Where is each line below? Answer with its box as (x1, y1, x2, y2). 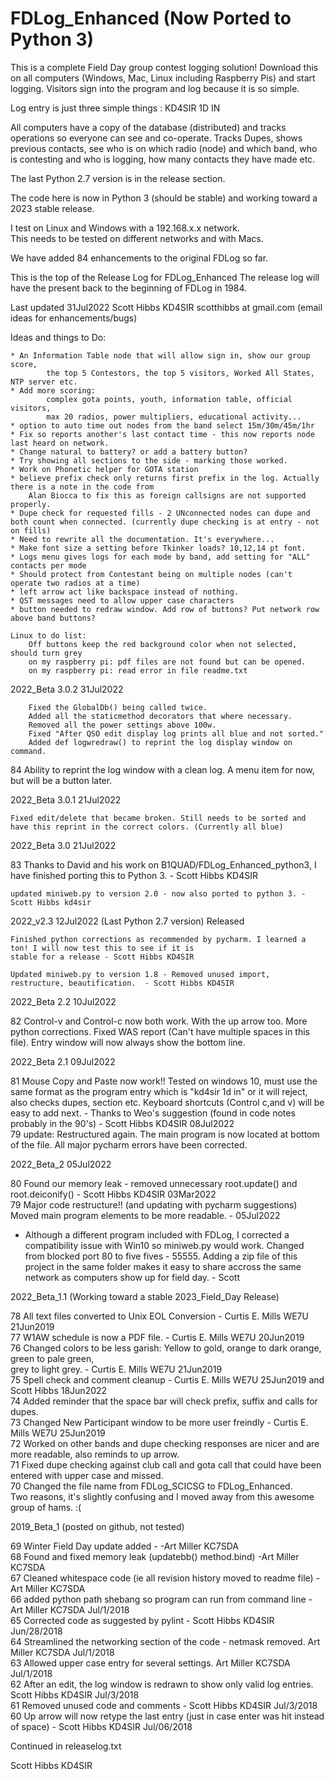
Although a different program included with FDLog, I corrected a (24, 1228, 290, 1241)
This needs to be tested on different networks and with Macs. (10, 232, 264, 244)
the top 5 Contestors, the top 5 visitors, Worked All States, (46, 368, 315, 378)
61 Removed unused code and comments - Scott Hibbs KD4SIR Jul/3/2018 (10, 1699, 318, 1711)
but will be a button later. (10, 774, 113, 786)
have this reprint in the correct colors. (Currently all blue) (10, 822, 284, 832)
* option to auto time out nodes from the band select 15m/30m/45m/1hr (10, 420, 315, 431)
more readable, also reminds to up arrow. (10, 1448, 180, 1460)
